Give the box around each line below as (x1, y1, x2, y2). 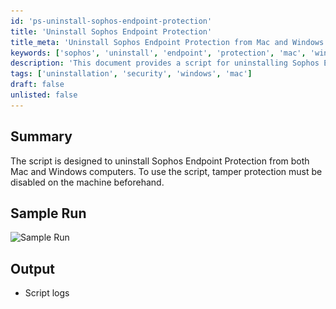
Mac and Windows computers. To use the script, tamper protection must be (10, 165, 323, 177)
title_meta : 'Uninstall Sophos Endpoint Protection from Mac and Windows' (10, 37, 329, 47)
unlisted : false (10, 90, 78, 100)
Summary (10, 128, 73, 145)
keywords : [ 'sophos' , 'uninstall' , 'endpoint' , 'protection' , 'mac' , (10, 48, 307, 58)
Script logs (24, 287, 70, 299)
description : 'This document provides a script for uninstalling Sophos (10, 58, 320, 69)
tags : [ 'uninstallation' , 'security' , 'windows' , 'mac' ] (10, 69, 253, 79)
